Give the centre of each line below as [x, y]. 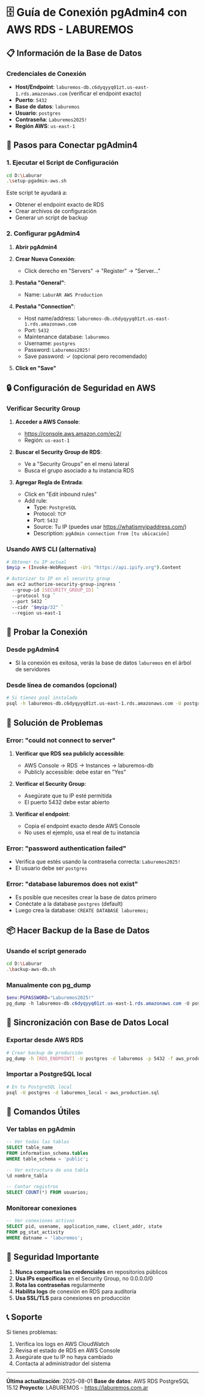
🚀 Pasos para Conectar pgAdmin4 [72, 145]
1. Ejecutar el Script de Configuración [63, 162]
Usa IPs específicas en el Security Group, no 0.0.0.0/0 [84, 1278]
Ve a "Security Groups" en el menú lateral [77, 464]
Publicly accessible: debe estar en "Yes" [75, 772]
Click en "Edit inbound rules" [60, 494]
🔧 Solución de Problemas [55, 722]
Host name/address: [50, 318]
